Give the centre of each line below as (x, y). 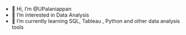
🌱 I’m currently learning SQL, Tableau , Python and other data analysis (96, 21)
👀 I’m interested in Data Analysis (50, 15)
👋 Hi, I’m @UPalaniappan (41, 9)
